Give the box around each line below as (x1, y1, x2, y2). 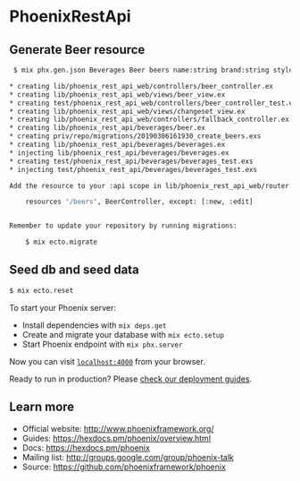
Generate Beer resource (9, 42, 146, 57)
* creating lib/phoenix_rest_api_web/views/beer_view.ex (9, 90, 226, 99)
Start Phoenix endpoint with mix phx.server (21, 339, 183, 349)
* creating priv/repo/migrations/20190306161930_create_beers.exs (9, 132, 262, 141)
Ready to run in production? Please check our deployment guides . (9, 374, 253, 384)
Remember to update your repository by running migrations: (9, 221, 238, 230)
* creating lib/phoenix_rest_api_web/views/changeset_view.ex (9, 107, 246, 116)
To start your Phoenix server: (9, 302, 116, 313)
